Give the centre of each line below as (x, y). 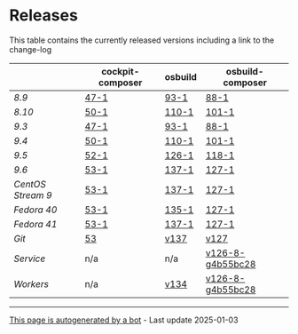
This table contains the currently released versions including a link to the (142, 40)
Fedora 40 (35, 210)
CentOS (30, 184)
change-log (30, 49)
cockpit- (121, 71)
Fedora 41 (35, 224)
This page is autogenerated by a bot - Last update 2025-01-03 (124, 320)
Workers (31, 283)
